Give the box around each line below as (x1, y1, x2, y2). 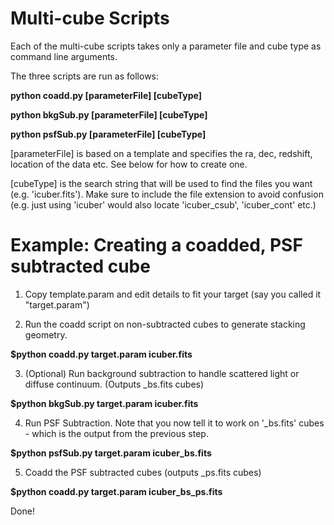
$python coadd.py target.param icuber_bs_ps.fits (10, 485, 223, 497)
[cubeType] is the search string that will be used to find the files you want (10, 177, 313, 189)
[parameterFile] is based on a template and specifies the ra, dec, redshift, (10, 147, 313, 159)
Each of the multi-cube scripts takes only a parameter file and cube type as (10, 40, 322, 52)
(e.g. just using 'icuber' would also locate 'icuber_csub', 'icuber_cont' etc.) (10, 198, 317, 211)
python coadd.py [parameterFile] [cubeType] (10, 89, 203, 101)
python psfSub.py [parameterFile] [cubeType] (10, 128, 207, 140)
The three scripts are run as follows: (10, 70, 160, 82)
